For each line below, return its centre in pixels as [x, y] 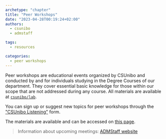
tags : [11, 43]
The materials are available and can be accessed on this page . [70, 121]
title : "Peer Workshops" [31, 15]
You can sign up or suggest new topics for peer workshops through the [80, 106]
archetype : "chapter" [28, 10]
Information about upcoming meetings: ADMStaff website [78, 131]
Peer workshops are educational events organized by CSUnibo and [75, 75]
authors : [14, 24]
